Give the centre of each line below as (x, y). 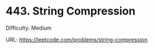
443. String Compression (71, 11)
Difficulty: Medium (29, 28)
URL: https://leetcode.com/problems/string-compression (77, 39)
